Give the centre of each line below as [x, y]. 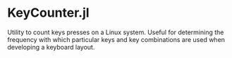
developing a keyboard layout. [51, 47]
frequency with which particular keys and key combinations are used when [116, 39]
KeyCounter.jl [48, 13]
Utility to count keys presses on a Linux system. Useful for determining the [116, 32]
